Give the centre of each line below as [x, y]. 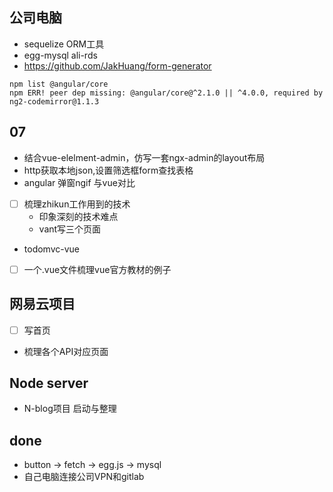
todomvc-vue [52, 249]
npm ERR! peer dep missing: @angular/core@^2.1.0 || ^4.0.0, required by [166, 93]
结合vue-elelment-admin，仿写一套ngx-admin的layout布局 [144, 157]
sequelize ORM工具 [64, 44]
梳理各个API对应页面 [66, 351]
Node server [49, 383]
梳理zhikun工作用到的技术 [77, 204]
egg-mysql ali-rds [60, 55]
